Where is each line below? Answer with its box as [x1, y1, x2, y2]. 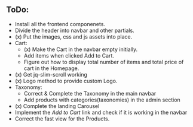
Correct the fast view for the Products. [14, 115, 110, 122]
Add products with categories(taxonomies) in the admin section [23, 96, 180, 103]
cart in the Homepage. [23, 65, 79, 72]
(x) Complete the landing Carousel [14, 102, 100, 109]
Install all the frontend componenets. [14, 20, 106, 27]
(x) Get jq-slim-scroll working [14, 71, 88, 78]
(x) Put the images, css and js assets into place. [14, 33, 133, 40]
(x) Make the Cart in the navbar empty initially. [23, 46, 138, 53]
